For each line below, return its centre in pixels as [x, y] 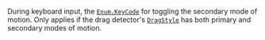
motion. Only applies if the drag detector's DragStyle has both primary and [129, 20]
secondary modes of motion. [55, 28]
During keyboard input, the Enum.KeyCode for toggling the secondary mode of [132, 11]
